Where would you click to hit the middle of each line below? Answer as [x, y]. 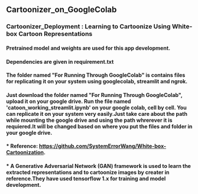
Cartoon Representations [56, 34]
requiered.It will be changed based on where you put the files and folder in [99, 126]
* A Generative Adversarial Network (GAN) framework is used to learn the [98, 166]
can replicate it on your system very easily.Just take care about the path [97, 114]
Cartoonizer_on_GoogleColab [61, 10]
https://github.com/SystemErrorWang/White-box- [103, 146]
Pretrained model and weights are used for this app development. [88, 48]
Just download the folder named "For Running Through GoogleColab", [94, 95]
